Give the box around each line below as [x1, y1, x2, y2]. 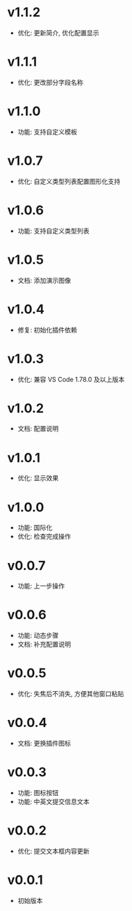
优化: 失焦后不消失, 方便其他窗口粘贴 [17, 690, 124, 698]
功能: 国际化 [17, 523, 53, 532]
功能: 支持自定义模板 [17, 127, 78, 136]
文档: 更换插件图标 [17, 739, 71, 748]
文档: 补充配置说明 [17, 640, 71, 649]
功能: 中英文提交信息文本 [17, 797, 90, 806]
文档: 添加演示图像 [17, 276, 71, 284]
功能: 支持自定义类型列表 [17, 226, 90, 235]
